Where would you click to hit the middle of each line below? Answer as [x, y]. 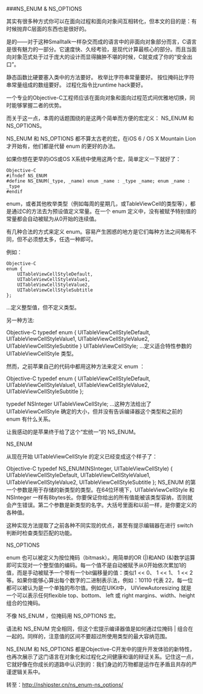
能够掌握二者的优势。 [38, 105]
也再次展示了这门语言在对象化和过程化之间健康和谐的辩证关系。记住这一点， [101, 657]
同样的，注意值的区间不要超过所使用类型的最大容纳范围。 [98, 636]
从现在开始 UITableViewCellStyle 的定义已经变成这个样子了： [82, 456]
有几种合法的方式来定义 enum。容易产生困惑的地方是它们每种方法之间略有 [99, 232]
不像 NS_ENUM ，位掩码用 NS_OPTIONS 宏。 [63, 616]
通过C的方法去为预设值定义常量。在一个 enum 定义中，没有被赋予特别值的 [104, 211]
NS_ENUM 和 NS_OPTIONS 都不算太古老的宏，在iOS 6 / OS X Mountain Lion [101, 138]
